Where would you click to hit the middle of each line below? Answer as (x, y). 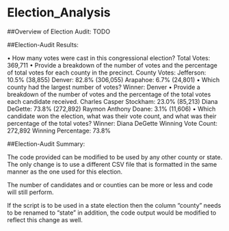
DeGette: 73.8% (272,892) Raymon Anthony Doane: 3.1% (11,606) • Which (111, 109)
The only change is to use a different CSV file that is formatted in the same (112, 164)
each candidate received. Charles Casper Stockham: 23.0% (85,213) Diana (112, 101)
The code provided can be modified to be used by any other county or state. (115, 157)
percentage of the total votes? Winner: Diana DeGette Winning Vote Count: (112, 123)
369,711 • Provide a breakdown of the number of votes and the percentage (112, 65)
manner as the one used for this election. (65, 172)
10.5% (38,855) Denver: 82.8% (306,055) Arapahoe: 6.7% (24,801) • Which (113, 79)
